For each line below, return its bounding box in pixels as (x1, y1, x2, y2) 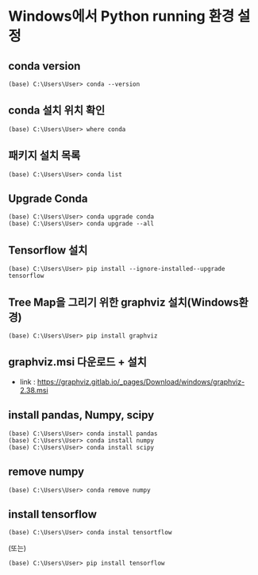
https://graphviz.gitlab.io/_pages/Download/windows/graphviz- (37, 376, 245, 386)
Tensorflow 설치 (8, 243, 88, 257)
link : (19, 376, 36, 386)
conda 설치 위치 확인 (8, 104, 106, 118)
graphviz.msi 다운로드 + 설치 (8, 355, 147, 369)
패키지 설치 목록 (8, 149, 81, 163)
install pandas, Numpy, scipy (8, 408, 155, 422)
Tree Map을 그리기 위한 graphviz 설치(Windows (8, 295, 240, 309)
